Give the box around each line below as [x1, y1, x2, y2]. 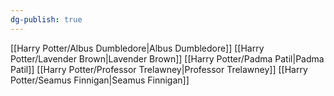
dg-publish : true [10, 14, 83, 25]
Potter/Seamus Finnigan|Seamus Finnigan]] [10, 74, 190, 86]
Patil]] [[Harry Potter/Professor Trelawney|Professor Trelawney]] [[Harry [10, 63, 308, 75]
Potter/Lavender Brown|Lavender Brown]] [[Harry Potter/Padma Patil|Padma [10, 52, 325, 65]
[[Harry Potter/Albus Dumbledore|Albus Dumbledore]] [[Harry [10, 42, 265, 54]
